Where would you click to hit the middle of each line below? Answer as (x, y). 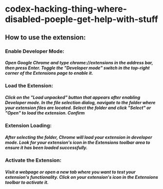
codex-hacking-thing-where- (66, 9)
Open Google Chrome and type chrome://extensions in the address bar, (79, 63)
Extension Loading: (28, 126)
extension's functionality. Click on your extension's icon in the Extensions (81, 177)
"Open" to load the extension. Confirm (45, 113)
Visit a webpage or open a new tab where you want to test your (70, 172)
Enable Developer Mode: (35, 51)
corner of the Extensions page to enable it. (49, 73)
